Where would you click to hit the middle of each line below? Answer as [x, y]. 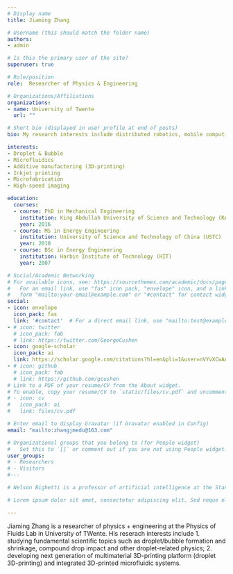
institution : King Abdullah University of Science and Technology [118, 218]
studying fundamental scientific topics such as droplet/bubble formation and [116, 541]
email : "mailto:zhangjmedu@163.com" [60, 430]
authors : [20, 39]
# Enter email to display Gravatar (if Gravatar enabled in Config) [108, 424]
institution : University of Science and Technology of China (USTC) [121, 237]
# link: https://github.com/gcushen [66, 379]
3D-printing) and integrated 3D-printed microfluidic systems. [94, 563]
